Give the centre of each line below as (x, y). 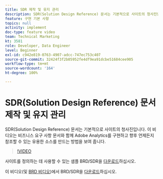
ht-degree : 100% (21, 73)
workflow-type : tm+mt (27, 64)
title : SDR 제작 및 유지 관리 (32, 9)
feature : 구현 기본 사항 (27, 18)
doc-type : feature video (30, 32)
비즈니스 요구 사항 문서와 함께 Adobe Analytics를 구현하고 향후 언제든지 (86, 135)
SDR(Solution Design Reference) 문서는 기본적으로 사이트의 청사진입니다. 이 (78, 129)
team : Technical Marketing (32, 37)
